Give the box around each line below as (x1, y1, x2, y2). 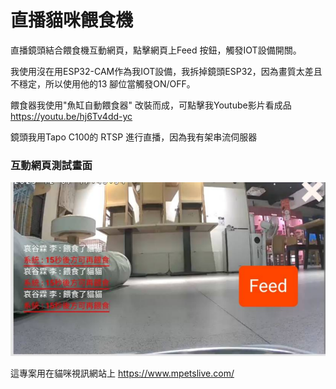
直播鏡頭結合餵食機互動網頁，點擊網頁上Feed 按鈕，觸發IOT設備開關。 (10, 44, 302, 56)
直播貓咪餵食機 (10, 9, 134, 32)
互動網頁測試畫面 (10, 158, 93, 172)
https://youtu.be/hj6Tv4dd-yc (10, 110, 133, 122)
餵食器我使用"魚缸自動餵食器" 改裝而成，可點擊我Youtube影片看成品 (10, 99, 292, 111)
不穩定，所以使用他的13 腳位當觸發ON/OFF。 (10, 77, 196, 90)
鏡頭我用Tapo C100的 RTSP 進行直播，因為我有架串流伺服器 (10, 131, 258, 143)
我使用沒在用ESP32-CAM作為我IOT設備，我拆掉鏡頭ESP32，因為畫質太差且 (10, 65, 323, 77)
